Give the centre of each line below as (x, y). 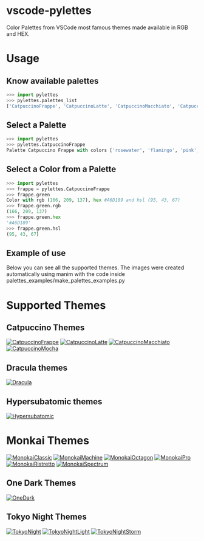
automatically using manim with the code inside (66, 274)
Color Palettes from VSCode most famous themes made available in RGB (97, 27)
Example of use (36, 253)
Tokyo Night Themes (46, 517)
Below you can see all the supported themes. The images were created (95, 267)
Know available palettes (53, 81)
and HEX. (18, 33)
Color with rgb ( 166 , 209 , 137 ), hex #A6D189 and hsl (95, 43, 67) (93, 200)
